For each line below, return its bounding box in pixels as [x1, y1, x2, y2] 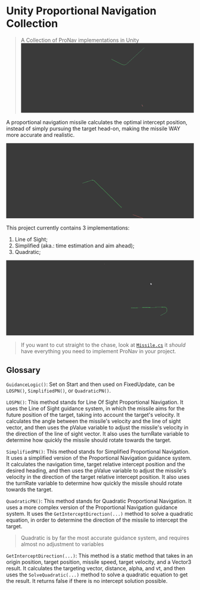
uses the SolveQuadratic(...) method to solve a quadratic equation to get [6, 571, 188, 578]
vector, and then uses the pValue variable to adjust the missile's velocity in [6, 424, 189, 431]
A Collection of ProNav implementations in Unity [20, 36, 139, 43]
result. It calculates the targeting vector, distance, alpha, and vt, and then [6, 565, 186, 572]
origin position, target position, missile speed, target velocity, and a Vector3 [6, 558, 192, 566]
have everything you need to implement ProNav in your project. [20, 348, 177, 355]
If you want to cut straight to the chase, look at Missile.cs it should [20, 341, 186, 349]
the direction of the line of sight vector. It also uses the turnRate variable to [6, 430, 189, 438]
